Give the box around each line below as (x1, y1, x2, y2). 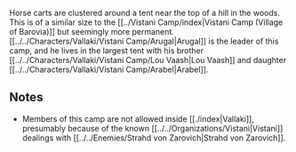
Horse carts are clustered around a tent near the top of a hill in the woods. (9, 8, 280, 18)
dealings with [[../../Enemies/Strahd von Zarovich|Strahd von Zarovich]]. (21, 132, 286, 143)
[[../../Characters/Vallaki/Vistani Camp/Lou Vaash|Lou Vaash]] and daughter (9, 55, 287, 65)
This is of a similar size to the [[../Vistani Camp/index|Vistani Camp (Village (9, 17, 284, 28)
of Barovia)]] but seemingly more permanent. (9, 27, 175, 36)
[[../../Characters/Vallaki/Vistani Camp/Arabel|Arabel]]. (9, 64, 209, 75)
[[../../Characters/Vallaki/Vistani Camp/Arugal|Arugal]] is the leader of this (9, 36, 279, 46)
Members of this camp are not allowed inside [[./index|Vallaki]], (21, 113, 255, 124)
